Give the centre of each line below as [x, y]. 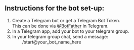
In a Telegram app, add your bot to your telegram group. [71, 31]
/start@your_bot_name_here [52, 42]
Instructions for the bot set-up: [55, 8]
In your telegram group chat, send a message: [60, 36]
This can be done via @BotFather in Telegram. [60, 26]
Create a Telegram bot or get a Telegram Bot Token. [66, 20]
